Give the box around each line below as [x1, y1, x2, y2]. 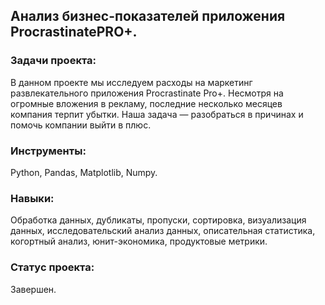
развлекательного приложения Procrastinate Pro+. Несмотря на [10, 87, 284, 99]
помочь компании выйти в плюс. [10, 119, 152, 131]
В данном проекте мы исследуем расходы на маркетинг [10, 76, 253, 88]
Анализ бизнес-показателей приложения [10, 8, 286, 25]
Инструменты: [10, 144, 87, 158]
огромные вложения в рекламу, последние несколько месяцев [10, 97, 283, 109]
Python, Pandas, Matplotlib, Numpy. [10, 166, 158, 178]
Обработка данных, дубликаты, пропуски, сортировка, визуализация [10, 214, 307, 226]
